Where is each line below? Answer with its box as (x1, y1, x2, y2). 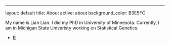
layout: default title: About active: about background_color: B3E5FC (5, 10, 146, 15)
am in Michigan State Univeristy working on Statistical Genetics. (5, 25, 139, 30)
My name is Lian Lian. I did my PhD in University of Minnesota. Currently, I (5, 19, 159, 25)
